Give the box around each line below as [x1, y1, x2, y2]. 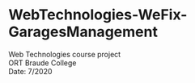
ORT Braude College [8, 58, 77, 68]
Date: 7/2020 [8, 66, 53, 76]
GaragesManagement [8, 23, 158, 41]
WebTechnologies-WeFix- [8, 6, 188, 24]
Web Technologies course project [8, 49, 121, 59]
